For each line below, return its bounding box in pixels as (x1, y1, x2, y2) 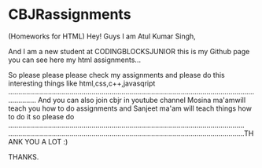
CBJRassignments (8, 5, 131, 24)
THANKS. (8, 152, 39, 162)
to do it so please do (8, 111, 75, 121)
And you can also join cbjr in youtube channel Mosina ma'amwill (38, 95, 246, 104)
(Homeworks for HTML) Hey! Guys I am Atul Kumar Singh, (8, 31, 197, 41)
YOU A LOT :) (24, 137, 68, 146)
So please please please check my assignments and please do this (8, 70, 226, 79)
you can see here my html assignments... (8, 55, 142, 64)
